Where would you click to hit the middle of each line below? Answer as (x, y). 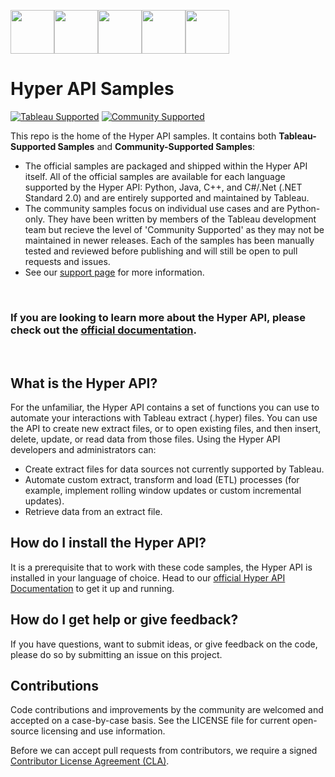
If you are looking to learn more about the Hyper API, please (158, 317)
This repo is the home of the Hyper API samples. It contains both (143, 136)
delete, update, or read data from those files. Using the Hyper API (145, 439)
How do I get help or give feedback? (124, 620)
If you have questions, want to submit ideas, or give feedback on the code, (164, 644)
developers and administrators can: (83, 450)
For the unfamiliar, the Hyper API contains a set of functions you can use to (165, 407)
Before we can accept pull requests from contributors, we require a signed (164, 751)
